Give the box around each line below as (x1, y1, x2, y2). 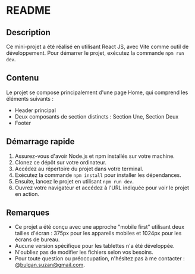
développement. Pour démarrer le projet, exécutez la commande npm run (6, 49, 184, 57)
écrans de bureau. (14, 236, 60, 243)
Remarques (6, 208, 50, 218)
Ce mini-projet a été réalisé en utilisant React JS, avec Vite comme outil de (6, 43, 189, 50)
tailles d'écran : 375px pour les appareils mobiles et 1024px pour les (14, 230, 182, 237)
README (6, 4, 51, 17)
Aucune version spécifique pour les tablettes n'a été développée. (14, 242, 175, 250)
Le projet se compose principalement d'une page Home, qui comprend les (6, 89, 188, 96)
